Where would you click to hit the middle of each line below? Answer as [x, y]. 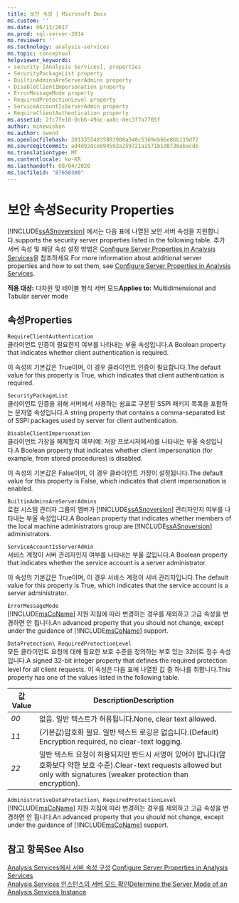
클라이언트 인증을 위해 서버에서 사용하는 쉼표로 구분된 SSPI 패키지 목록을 [108, 404]
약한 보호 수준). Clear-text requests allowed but [144, 765]
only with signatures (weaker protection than [113, 774]
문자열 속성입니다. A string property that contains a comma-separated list [120, 412]
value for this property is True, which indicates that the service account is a [118, 586]
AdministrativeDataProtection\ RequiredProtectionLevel [92, 801]
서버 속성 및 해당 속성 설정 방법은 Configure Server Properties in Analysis [111, 249]
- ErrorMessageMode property [51, 93]
